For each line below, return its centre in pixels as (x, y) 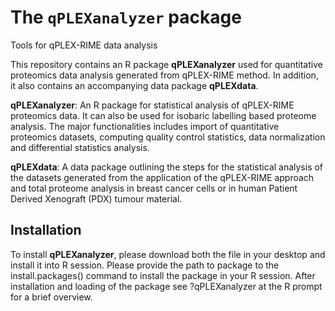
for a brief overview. (51, 297)
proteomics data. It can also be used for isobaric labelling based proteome (163, 115)
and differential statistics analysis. (80, 147)
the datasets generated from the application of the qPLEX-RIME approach (162, 177)
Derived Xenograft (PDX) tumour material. (96, 198)
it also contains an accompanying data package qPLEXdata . (134, 85)
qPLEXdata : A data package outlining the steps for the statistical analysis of (167, 167)
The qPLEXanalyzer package (126, 17)
